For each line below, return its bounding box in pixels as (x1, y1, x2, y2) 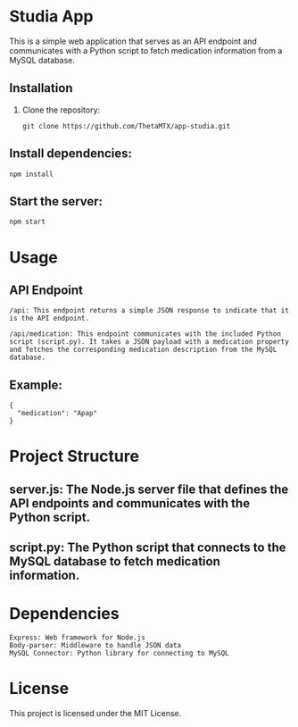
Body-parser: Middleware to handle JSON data (9, 641, 181, 650)
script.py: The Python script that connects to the (9, 540, 287, 556)
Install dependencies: (9, 146, 132, 162)
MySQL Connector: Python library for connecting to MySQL (9, 649, 229, 658)
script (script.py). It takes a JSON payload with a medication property (9, 338, 290, 347)
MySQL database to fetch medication (9, 554, 220, 569)
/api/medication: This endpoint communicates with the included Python (9, 330, 281, 338)
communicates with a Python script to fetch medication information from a (9, 45, 283, 55)
